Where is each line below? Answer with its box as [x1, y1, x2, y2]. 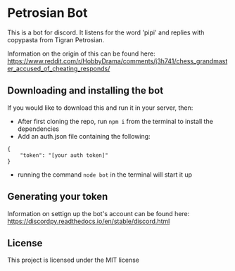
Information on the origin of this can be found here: [7, 49, 156, 58]
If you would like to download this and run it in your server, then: [7, 103, 193, 112]
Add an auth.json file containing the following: [17, 132, 151, 140]
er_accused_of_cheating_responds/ [7, 64, 110, 73]
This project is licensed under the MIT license [7, 256, 139, 265]
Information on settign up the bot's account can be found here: [7, 209, 190, 218]
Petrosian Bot [7, 5, 88, 21]
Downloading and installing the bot [7, 84, 164, 96]
